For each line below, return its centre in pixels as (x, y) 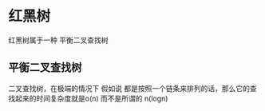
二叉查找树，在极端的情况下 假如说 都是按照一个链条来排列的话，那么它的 (129, 88)
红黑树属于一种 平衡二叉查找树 (58, 40)
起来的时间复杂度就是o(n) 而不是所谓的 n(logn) (91, 98)
